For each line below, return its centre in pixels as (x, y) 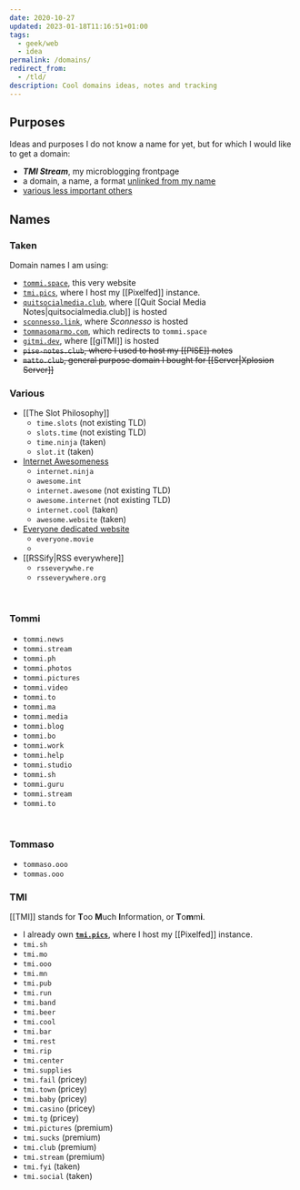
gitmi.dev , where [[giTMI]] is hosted (90, 341)
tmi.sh (35, 945)
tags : (20, 35)
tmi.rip (37, 1052)
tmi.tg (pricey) (51, 1118)
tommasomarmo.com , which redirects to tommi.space (115, 331)
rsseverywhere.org (71, 579)
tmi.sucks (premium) (62, 1137)
